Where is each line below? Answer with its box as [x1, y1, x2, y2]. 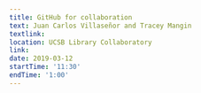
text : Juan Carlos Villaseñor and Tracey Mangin [9, 21, 192, 30]
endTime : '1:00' [9, 71, 69, 80]
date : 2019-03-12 [9, 54, 73, 63]
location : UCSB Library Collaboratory [9, 37, 152, 47]
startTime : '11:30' [9, 63, 81, 72]
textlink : [9, 29, 46, 38]
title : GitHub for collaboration [9, 12, 133, 22]
